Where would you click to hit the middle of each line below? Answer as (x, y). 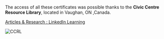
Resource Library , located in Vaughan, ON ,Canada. (58, 12)
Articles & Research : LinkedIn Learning (45, 22)
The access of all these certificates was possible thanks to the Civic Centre (82, 7)
